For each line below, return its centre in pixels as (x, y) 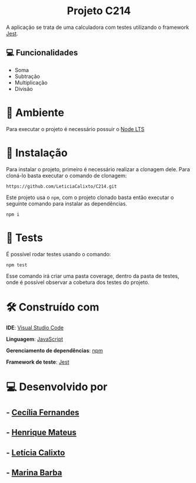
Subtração (27, 76)
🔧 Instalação (37, 153)
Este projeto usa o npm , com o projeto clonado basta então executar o (90, 197)
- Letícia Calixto (36, 453)
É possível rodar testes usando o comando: (59, 254)
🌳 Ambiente (35, 112)
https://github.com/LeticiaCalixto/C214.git (62, 186)
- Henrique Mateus (41, 433)
